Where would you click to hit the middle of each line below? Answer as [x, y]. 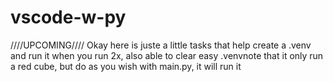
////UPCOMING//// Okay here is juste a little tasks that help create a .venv [161, 45]
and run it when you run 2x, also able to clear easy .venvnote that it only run [167, 55]
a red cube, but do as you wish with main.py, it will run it [126, 66]
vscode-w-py [68, 17]
